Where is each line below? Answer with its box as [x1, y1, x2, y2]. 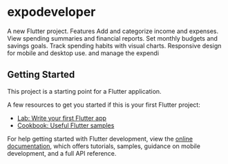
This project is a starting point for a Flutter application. [7, 87, 162, 95]
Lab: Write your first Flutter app [17, 114, 107, 122]
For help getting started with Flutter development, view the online [7, 134, 193, 143]
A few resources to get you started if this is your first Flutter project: [7, 101, 200, 109]
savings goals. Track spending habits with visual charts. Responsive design [7, 41, 222, 50]
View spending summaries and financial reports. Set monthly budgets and [7, 34, 218, 42]
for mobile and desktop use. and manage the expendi [7, 49, 160, 57]
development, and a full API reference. [7, 149, 117, 157]
